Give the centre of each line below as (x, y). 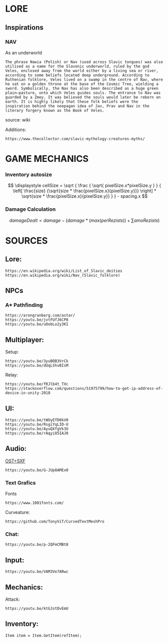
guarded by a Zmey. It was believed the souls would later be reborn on (83, 97)
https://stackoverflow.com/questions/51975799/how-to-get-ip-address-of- (84, 389)
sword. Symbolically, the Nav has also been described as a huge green (82, 88)
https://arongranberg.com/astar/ (40, 316)
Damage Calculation (31, 209)
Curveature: (18, 512)
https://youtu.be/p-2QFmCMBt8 (37, 545)
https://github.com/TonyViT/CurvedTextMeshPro (55, 522)
